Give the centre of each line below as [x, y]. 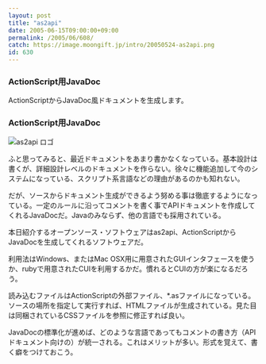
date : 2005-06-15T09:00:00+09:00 [64, 30]
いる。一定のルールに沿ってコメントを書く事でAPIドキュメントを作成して [135, 205]
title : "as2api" [35, 23]
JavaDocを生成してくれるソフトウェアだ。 [78, 242]
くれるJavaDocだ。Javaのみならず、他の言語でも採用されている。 [117, 215]
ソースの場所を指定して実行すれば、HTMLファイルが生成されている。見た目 [133, 305]
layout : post [30, 15]
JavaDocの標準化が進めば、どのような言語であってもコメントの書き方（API [132, 332]
